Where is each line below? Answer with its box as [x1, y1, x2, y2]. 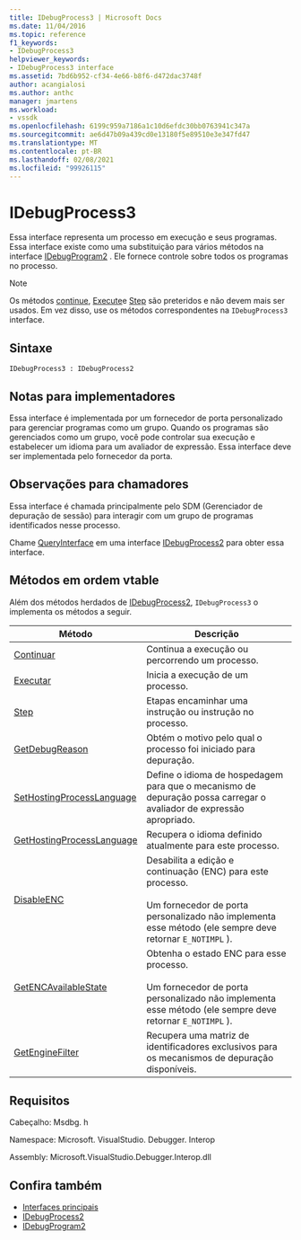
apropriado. [146, 813, 195, 826]
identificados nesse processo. [9, 519, 121, 530]
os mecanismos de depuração [146, 1051, 274, 1064]
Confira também [9, 1178, 103, 1193]
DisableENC [13, 893, 64, 906]
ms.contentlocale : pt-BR [9, 146, 102, 155]
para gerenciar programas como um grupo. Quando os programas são [9, 421, 269, 432]
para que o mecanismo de [146, 779, 257, 792]
